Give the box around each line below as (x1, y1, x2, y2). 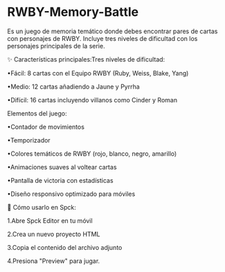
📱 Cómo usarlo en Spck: (7, 203, 76, 211)
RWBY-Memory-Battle (7, 4, 139, 20)
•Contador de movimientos (7, 123, 85, 131)
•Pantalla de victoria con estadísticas (7, 176, 114, 184)
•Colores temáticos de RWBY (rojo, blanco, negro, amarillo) (7, 149, 177, 158)
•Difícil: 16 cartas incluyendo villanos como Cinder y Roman (7, 96, 178, 104)
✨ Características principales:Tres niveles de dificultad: (7, 55, 165, 63)
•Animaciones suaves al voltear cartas (7, 163, 117, 171)
